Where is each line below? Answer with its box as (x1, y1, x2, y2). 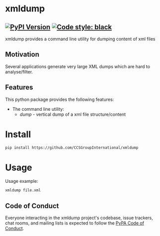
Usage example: (5, 178, 39, 184)
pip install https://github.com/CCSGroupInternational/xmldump (5, 145, 139, 150)
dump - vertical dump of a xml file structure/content (19, 111, 126, 117)
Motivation (5, 50, 40, 59)
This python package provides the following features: (5, 96, 114, 102)
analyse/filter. (5, 69, 33, 75)
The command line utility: (12, 106, 64, 112)
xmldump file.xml (5, 188, 41, 193)
